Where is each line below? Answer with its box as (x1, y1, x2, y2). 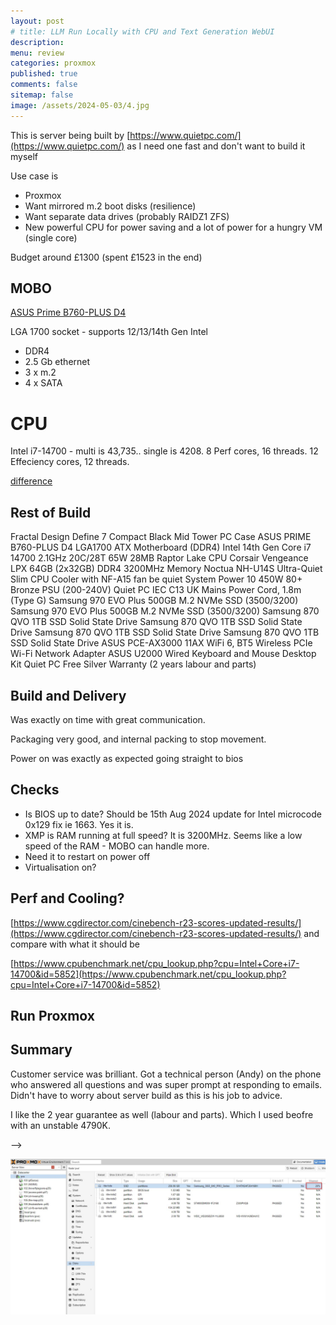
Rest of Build (10, 504, 92, 521)
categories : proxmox (10, 58, 97, 69)
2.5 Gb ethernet (24, 356, 91, 368)
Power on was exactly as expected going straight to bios (10, 753, 244, 764)
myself (10, 150, 39, 162)
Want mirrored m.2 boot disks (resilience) (24, 200, 197, 212)
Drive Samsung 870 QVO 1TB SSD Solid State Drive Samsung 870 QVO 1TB (10, 626, 320, 639)
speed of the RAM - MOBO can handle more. (24, 840, 210, 852)
